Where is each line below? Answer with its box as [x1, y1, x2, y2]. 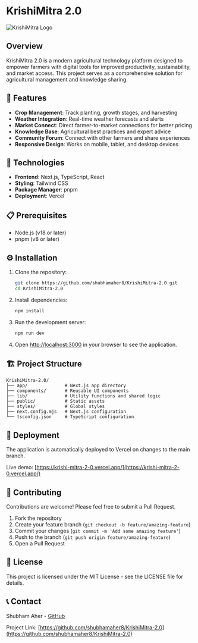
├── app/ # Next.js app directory [6, 382, 127, 389]
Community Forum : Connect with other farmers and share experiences [14, 134, 190, 141]
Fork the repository [14, 515, 62, 522]
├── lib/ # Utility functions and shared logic [6, 393, 161, 399]
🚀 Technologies [6, 158, 65, 168]
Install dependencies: [14, 296, 68, 303]
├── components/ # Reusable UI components [6, 388, 129, 394]
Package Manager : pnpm [14, 186, 78, 193]
